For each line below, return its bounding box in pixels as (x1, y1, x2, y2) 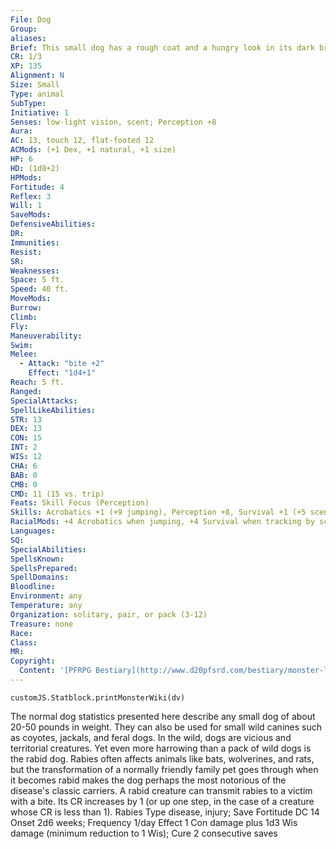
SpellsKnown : (10, 554, 65, 564)
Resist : (10, 247, 43, 257)
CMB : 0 (10, 479, 38, 490)
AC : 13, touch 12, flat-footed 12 (10, 136, 155, 146)
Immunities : (10, 237, 60, 248)
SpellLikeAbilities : (10, 405, 97, 415)
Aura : (10, 126, 33, 136)
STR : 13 (10, 414, 43, 425)
